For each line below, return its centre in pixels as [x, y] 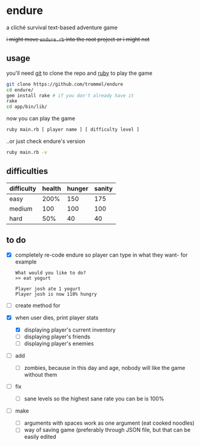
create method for [38, 305]
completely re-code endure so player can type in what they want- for [101, 255]
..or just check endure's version [46, 141]
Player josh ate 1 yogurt [48, 289]
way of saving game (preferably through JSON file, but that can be [107, 430]
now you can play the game [41, 119]
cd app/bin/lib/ [27, 107]
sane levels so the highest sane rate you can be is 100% [94, 399]
